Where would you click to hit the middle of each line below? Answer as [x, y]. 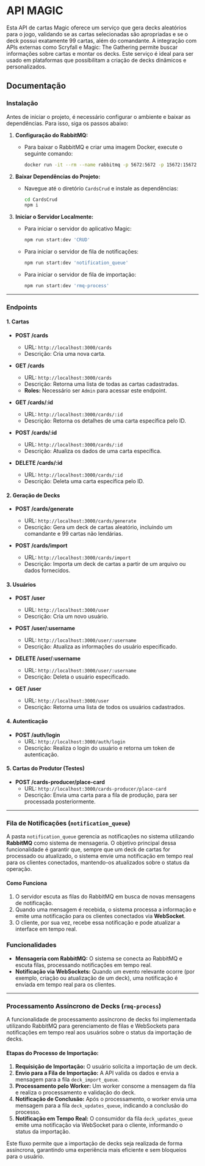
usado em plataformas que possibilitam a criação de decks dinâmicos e [96, 60]
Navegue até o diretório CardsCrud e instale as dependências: [101, 188]
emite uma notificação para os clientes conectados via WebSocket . [100, 916]
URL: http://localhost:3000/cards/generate [80, 521]
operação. [19, 869]
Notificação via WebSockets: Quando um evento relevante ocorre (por [105, 971]
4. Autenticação [27, 721]
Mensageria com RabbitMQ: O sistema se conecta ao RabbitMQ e [99, 958]
